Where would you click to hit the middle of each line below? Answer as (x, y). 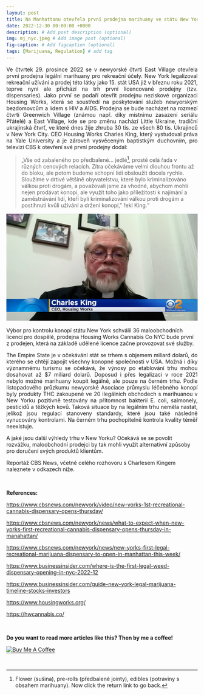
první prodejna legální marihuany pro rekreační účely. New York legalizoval (102, 75)
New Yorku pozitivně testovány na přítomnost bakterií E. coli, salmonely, (102, 400)
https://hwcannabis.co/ (36, 614)
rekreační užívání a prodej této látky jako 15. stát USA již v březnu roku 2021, (102, 82)
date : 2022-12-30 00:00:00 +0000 (49, 26)
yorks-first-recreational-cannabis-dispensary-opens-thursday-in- (89, 529)
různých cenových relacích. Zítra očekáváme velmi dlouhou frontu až (107, 166)
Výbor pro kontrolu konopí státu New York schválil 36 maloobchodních (95, 330)
